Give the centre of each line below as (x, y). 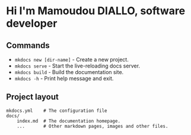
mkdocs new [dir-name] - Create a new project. (71, 60)
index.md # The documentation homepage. (69, 121)
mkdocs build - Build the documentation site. (69, 72)
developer (32, 23)
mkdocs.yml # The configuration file (57, 111)
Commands (28, 45)
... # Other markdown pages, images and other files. (93, 126)
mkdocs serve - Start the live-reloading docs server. (77, 66)
